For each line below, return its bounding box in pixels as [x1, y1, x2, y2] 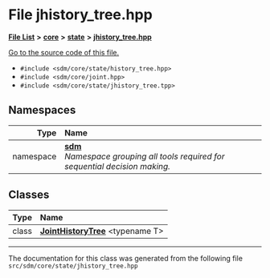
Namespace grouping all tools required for [63, 151, 225, 162]
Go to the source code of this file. [8, 47, 120, 57]
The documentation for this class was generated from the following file [8, 253, 243, 263]
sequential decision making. [63, 160, 171, 171]
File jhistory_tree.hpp [8, 6, 153, 24]
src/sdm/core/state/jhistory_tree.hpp [8, 262, 138, 270]
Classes [8, 188, 50, 202]
